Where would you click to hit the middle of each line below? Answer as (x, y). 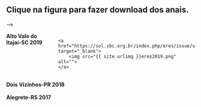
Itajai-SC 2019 (24, 42)
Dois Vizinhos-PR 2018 (35, 84)
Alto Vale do (22, 36)
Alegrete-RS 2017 (29, 97)
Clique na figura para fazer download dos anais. (97, 10)
